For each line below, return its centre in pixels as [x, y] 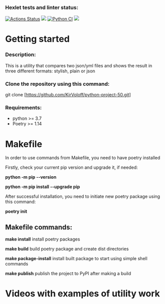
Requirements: [23, 108]
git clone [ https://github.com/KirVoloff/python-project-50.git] [68, 95]
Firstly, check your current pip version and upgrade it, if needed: [72, 167]
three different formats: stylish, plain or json [50, 71]
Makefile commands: [39, 227]
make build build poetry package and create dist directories [67, 249]
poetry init [16, 212]
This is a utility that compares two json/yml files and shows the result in [79, 65]
